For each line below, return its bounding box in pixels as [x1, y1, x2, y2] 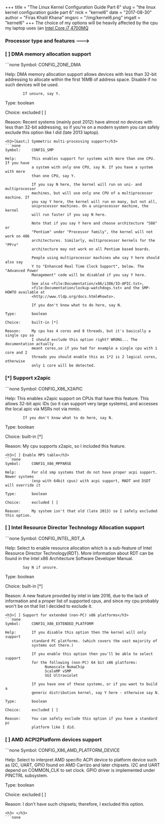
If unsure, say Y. [23, 91, 61, 97]
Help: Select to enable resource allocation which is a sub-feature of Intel [5, 545, 152, 551]
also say [5, 260, 23, 265]
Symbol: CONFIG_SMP [5, 148, 54, 153]
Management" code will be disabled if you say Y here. [31, 273, 147, 278]
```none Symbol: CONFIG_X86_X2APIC [5, 386, 83, 392]
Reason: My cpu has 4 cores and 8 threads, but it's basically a [5, 329, 151, 334]
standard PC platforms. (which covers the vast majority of [31, 638, 158, 643]
